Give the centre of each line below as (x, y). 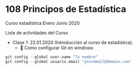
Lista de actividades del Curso (37, 32)
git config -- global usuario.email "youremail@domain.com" (68, 61)
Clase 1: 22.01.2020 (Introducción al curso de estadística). (73, 42)
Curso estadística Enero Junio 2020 (43, 23)
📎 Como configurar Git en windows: (57, 47)
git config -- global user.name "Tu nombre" (52, 57)
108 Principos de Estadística (66, 9)
